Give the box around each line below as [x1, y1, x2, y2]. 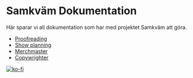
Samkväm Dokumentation [6, 4, 137, 18]
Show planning [14, 41, 52, 48]
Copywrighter [14, 54, 49, 61]
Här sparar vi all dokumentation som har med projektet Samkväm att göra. [6, 24, 187, 31]
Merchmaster [14, 47, 48, 54]
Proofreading [14, 35, 48, 42]
